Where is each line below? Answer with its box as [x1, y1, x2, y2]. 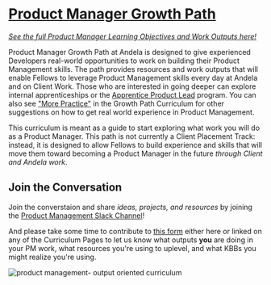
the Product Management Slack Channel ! [8, 211, 145, 220]
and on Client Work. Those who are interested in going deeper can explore [8, 82, 256, 91]
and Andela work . [8, 157, 68, 166]
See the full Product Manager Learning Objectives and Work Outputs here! [8, 31, 256, 41]
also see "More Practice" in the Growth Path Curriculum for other [8, 98, 224, 108]
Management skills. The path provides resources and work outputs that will [8, 64, 258, 73]
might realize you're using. [8, 252, 97, 262]
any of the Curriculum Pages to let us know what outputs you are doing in [8, 235, 254, 245]
